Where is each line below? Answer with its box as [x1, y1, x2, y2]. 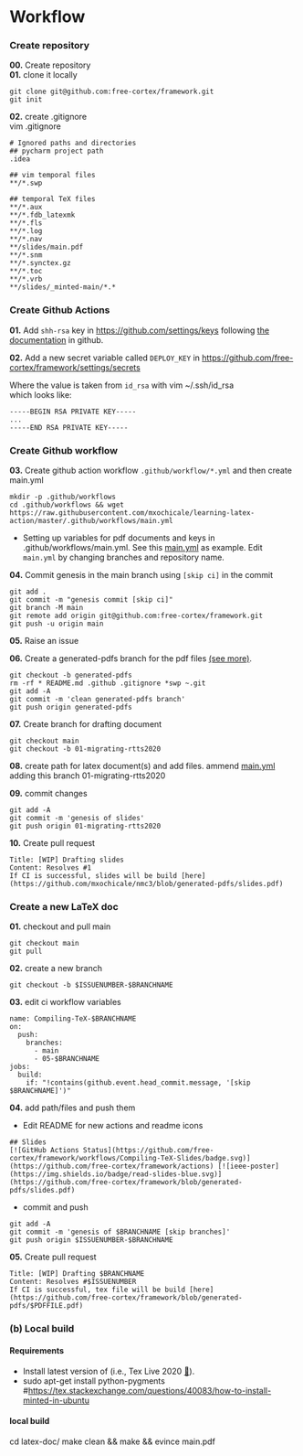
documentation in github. [9, 334, 104, 345]
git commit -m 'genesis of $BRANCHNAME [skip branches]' [9, 1227, 231, 1237]
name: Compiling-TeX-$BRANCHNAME [9, 1014, 137, 1023]
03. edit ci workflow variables [9, 997, 121, 1008]
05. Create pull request [9, 1251, 98, 1263]
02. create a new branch [9, 963, 103, 974]
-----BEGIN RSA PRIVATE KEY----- [9, 407, 137, 416]
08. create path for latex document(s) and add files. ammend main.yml [9, 761, 276, 772]
